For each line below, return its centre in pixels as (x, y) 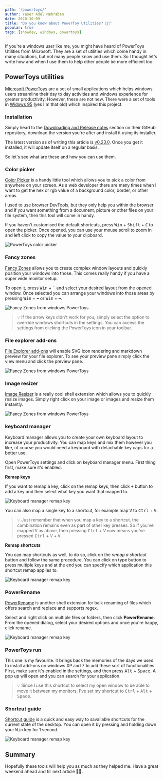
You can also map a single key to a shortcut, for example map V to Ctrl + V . (81, 510)
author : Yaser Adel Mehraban (35, 14)
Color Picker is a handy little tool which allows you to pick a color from (75, 180)
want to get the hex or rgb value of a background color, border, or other (77, 190)
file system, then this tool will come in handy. (50, 216)
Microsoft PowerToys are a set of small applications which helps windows (79, 89)
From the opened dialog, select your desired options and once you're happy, (82, 622)
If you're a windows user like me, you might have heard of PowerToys (75, 46)
